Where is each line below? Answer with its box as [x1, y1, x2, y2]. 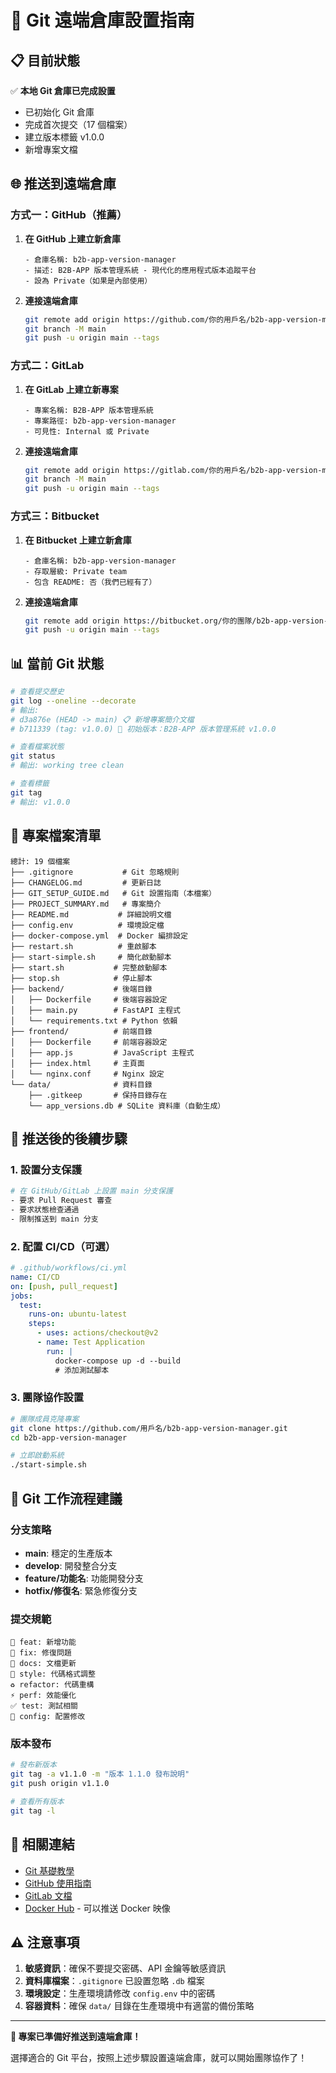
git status [10, 751, 56, 761]
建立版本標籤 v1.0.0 [24, 131, 105, 143]
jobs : [10, 1291, 33, 1301]
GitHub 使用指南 [24, 1877, 92, 1889]
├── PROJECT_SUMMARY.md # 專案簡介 [10, 899, 162, 909]
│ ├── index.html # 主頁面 [10, 1058, 145, 1068]
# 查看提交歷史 [10, 687, 65, 697]
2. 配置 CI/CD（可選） [10, 1239, 117, 1253]
